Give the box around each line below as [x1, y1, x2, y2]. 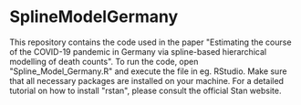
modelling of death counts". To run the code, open [9, 56, 199, 67]
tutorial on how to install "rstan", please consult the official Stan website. [9, 85, 282, 96]
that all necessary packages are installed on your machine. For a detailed [9, 75, 285, 86]
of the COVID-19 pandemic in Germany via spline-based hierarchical [9, 46, 267, 57]
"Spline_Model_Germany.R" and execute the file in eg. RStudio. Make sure [9, 66, 287, 77]
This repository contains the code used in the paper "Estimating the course [9, 37, 292, 47]
